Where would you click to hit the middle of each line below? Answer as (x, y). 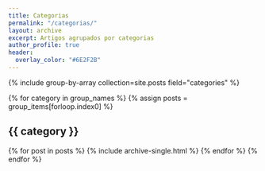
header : (21, 52)
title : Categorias (38, 16)
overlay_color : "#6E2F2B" (58, 60)
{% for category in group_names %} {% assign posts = (98, 98)
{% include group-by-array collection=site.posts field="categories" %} (124, 82)
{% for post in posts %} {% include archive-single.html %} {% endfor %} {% (133, 150)
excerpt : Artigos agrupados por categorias (81, 38)
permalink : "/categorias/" (53, 23)
